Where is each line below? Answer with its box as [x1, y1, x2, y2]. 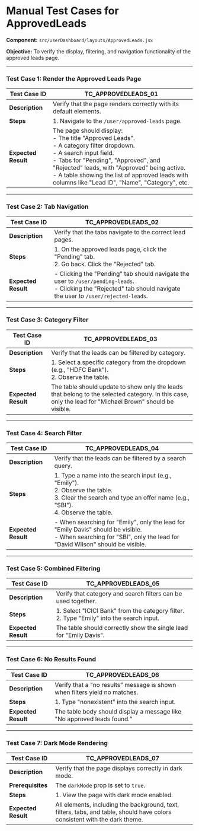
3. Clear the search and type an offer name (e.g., [54, 493, 190, 502]
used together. [56, 597, 97, 606]
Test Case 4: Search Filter [6, 429, 82, 437]
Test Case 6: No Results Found [6, 655, 97, 664]
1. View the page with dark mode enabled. [55, 791, 174, 799]
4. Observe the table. [54, 508, 113, 517]
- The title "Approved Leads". [53, 134, 135, 142]
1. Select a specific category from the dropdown [51, 358, 187, 366]
